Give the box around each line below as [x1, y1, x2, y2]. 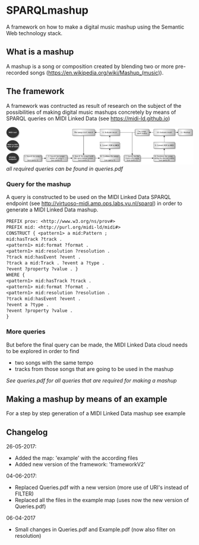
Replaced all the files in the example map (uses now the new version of [14, 497, 189, 504]
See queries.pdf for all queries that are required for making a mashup [6, 376, 177, 384]
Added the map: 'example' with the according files [14, 454, 138, 462]
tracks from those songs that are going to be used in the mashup [14, 365, 174, 372]
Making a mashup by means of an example [6, 394, 168, 404]
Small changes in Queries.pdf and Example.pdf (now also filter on [14, 526, 176, 533]
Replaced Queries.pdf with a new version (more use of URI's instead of [14, 484, 189, 491]
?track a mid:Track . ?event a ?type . [6, 260, 105, 266]
